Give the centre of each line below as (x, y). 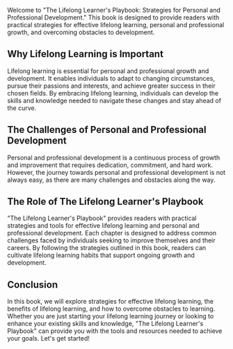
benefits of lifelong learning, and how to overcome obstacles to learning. (111, 309)
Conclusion (33, 285)
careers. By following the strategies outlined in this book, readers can (107, 248)
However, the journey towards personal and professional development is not (116, 172)
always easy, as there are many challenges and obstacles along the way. (111, 180)
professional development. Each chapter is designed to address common (112, 233)
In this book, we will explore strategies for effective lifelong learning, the (111, 302)
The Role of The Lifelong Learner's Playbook (105, 202)
